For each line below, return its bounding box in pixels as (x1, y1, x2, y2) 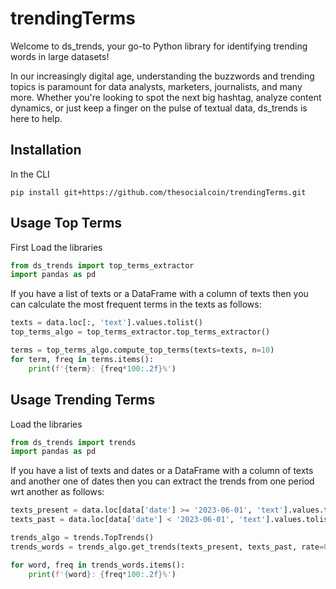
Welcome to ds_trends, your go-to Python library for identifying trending (10, 40, 308, 52)
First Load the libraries (10, 241, 103, 253)
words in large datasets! (10, 50, 110, 62)
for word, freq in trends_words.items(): (10, 560, 186, 570)
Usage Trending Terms (10, 392, 156, 409)
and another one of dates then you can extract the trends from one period (10, 475, 315, 487)
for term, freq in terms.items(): (10, 354, 155, 364)
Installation (10, 142, 82, 159)
